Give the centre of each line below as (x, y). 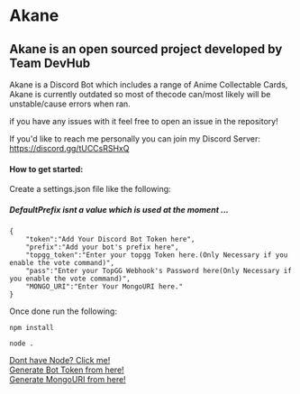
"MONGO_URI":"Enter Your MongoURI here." (104, 287)
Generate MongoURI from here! (68, 380)
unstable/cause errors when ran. (70, 104)
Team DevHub (50, 63)
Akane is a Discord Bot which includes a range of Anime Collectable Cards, (149, 85)
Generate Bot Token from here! (67, 370)
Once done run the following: (63, 311)
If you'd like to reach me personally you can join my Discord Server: (135, 139)
